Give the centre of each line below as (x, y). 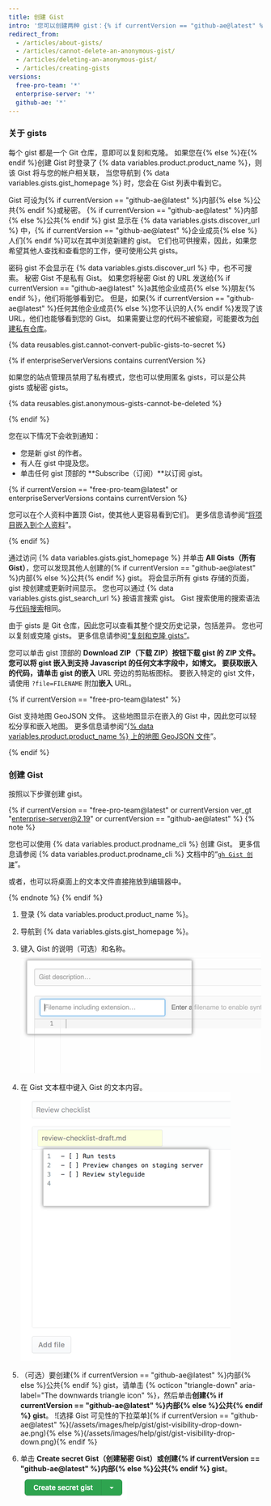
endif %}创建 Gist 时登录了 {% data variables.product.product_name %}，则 (135, 163)
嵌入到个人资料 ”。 (45, 524)
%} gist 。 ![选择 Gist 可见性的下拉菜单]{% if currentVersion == (124, 1415)
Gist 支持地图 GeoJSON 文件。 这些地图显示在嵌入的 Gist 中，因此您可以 (129, 715)
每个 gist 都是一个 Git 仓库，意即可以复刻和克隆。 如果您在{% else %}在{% (133, 152)
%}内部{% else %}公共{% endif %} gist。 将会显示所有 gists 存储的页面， (131, 578)
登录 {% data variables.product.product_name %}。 (106, 914)
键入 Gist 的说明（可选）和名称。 (75, 948)
